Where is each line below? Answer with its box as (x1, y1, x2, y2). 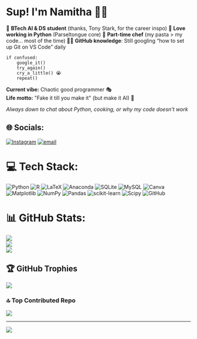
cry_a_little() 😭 (16, 70, 62, 76)
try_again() (16, 65, 46, 71)
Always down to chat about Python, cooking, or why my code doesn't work (6, 106, 189, 113)
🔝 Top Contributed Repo (6, 296, 76, 304)
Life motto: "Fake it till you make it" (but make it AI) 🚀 (6, 94, 135, 101)
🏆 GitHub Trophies (6, 264, 78, 274)
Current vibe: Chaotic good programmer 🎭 (6, 86, 112, 93)
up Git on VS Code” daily (6, 43, 66, 50)
